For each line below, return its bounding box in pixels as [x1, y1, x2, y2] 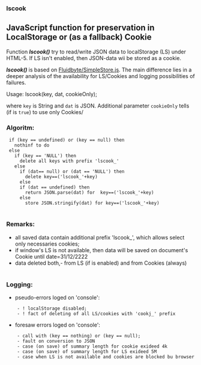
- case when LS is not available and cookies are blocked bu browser [17, 354, 195, 360]
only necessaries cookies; [14, 240, 80, 247]
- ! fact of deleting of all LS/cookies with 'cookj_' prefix [17, 311, 176, 317]
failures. [6, 79, 26, 86]
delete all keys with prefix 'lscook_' [19, 158, 119, 164]
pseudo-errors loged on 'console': [14, 294, 100, 301]
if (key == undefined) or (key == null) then [8, 137, 125, 143]
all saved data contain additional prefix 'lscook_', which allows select [14, 234, 185, 241]
